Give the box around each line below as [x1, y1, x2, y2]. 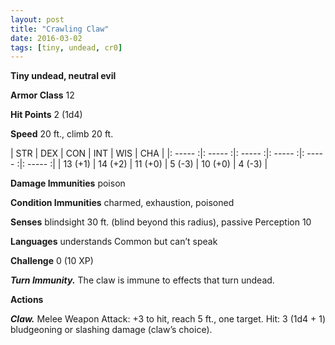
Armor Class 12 [10, 89, 75, 101]
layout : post [10, 14, 65, 25]
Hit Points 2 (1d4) [10, 109, 83, 121]
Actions [10, 294, 44, 306]
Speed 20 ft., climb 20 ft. [10, 128, 114, 140]
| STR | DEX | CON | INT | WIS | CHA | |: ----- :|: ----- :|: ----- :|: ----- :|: [10, 147, 305, 160]
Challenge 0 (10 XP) [10, 255, 94, 267]
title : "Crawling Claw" [10, 24, 110, 34]
